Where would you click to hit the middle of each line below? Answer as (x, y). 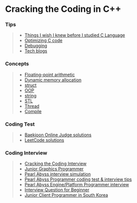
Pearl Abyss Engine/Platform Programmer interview (77, 185)
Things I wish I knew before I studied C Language (75, 35)
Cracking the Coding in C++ (63, 9)
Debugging (36, 46)
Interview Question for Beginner (57, 190)
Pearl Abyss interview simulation (58, 174)
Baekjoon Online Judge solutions (58, 135)
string (31, 95)
